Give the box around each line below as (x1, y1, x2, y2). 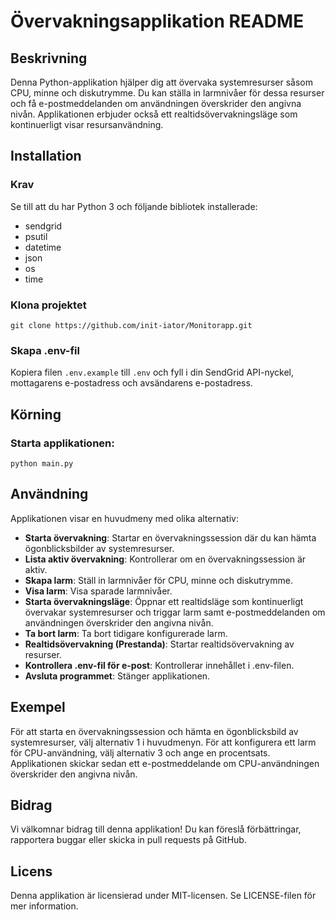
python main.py (10, 458, 74, 469)
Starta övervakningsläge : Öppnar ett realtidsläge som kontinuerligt (24, 595, 304, 607)
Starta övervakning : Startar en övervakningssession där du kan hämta (24, 531, 317, 544)
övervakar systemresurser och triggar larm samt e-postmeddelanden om (24, 606, 326, 618)
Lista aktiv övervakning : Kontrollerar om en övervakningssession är (24, 553, 307, 565)
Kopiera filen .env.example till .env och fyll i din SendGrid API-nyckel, (10, 366, 295, 379)
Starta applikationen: (10, 436, 115, 450)
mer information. (10, 900, 79, 912)
